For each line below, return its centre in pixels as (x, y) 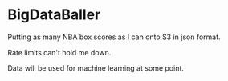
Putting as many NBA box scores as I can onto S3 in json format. (114, 37)
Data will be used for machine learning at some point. (96, 68)
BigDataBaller (54, 15)
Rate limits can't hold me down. (59, 52)
